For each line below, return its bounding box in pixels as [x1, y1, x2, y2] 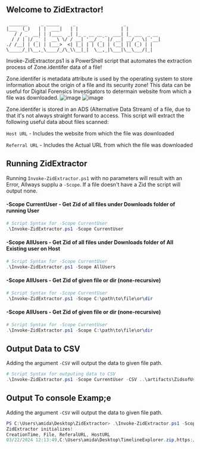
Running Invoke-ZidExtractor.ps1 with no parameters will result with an [6, 174, 183, 181]
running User [6, 207, 40, 214]
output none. [6, 187, 37, 194]
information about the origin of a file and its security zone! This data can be [6, 81, 191, 88]
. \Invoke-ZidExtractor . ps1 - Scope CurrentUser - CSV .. [6, 377, 145, 383]
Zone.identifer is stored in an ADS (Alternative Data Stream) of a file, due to [6, 106, 191, 113]
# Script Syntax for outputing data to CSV [6, 371, 116, 377]
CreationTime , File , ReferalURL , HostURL [6, 432, 111, 438]
